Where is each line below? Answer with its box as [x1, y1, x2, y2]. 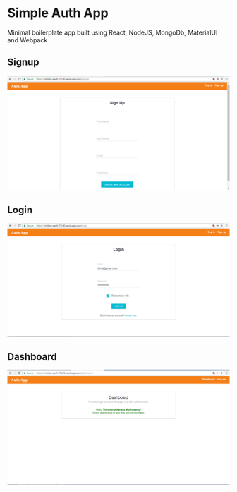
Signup [7, 56, 40, 68]
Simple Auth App [7, 5, 109, 21]
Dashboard [7, 351, 57, 363]
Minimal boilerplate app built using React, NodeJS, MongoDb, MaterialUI [7, 28, 218, 37]
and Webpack [7, 35, 48, 44]
